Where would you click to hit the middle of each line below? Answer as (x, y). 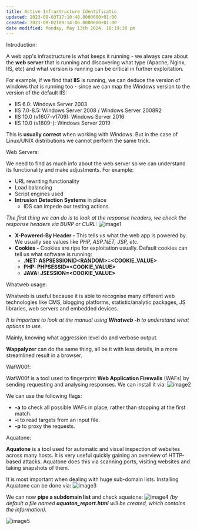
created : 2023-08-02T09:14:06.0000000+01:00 (61, 22)
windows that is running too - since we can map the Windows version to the (98, 87)
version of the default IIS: (37, 93)
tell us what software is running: (53, 254)
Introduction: (21, 45)
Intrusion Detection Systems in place (61, 200)
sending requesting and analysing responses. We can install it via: (86, 385)
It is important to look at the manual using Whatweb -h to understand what (98, 320)
